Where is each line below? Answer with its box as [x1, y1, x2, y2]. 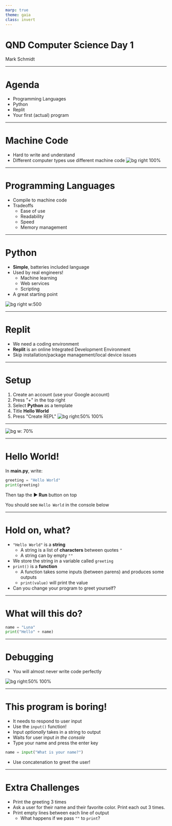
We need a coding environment [12, 341, 79, 347]
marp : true [5, 7, 29, 13]
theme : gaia [5, 12, 31, 17]
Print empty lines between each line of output [12, 810, 109, 816]
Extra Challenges [5, 782, 80, 794]
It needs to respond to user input [12, 718, 82, 724]
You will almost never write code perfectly [12, 669, 102, 675]
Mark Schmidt [5, 56, 35, 62]
